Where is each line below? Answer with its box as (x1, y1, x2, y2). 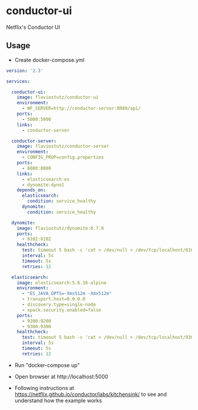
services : (6, 78, 31, 84)
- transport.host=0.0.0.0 (21, 296, 85, 302)
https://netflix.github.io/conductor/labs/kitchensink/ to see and (14, 391, 167, 398)
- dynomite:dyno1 (21, 181, 65, 188)
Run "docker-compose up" (14, 361, 80, 369)
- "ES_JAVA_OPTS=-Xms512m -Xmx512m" (21, 290, 112, 297)
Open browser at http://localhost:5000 (14, 373, 108, 380)
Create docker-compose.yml (14, 56, 85, 63)
